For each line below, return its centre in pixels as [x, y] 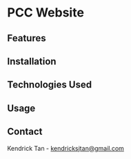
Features [27, 38]
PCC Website [46, 13]
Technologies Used [49, 85]
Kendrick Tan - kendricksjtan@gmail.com [65, 148]
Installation [32, 61]
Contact [25, 132]
